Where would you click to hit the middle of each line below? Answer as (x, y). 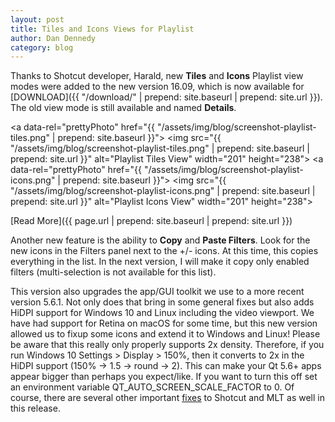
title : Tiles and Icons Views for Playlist (102, 29)
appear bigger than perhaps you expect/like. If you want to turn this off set (164, 377)
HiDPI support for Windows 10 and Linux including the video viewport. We (162, 313)
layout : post (37, 19)
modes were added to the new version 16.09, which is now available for (157, 87)
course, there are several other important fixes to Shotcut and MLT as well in (167, 398)
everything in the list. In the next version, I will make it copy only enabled (160, 262)
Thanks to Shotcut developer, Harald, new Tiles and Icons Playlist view (157, 76)
